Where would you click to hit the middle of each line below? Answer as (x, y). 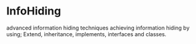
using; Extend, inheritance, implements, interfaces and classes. (87, 34)
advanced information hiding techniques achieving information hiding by (98, 28)
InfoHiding (34, 11)
